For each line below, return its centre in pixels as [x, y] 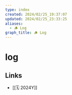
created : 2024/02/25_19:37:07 [36, 14]
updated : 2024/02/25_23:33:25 [36, 19]
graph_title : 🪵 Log [26, 33]
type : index [17, 10]
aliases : [14, 24]
